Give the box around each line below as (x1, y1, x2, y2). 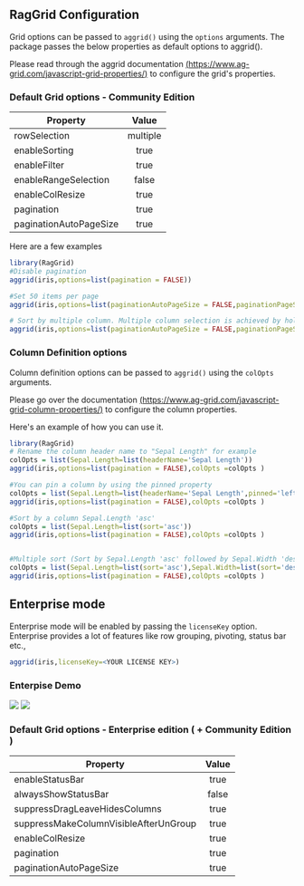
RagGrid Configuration (9, 7, 140, 23)
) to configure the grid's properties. (144, 68, 276, 79)
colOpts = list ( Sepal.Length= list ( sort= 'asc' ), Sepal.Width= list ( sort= (9, 563, 281, 573)
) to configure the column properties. (100, 403, 238, 415)
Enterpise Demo (9, 679, 81, 691)
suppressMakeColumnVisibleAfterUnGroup (14, 817, 197, 830)
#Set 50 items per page (9, 292, 100, 301)
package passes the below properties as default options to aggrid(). (9, 41, 263, 52)
